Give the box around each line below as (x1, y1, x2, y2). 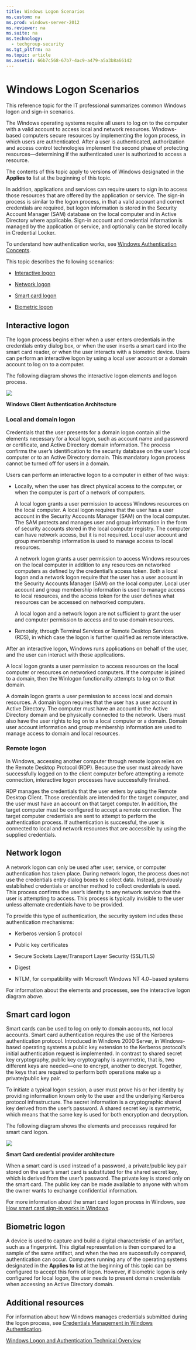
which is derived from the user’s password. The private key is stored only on (6, 1174, 190, 1182)
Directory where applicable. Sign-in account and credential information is (6, 217, 183, 224)
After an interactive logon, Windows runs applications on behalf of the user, (6, 645, 188, 652)
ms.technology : (6, 36, 43, 42)
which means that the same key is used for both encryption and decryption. (6, 1111, 189, 1118)
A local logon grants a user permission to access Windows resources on (14, 500, 189, 507)
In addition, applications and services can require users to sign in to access (6, 186, 188, 193)
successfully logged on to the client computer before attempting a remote (6, 770, 184, 777)
